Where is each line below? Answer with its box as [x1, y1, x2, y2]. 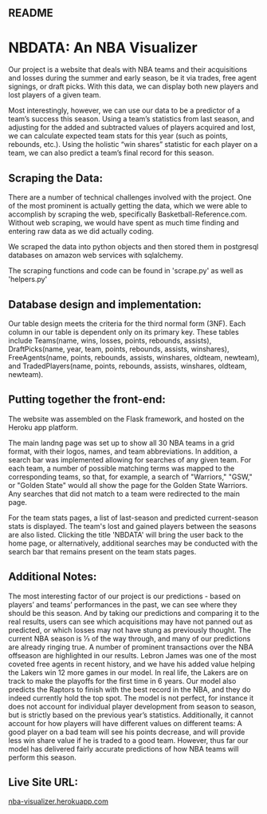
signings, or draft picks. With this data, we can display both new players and [8, 81, 259, 91]
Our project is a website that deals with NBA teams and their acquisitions [8, 65, 248, 74]
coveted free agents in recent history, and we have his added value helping [8, 659, 255, 669]
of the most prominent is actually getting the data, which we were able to [8, 201, 248, 211]
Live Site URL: [8, 775, 78, 789]
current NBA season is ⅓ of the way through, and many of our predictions [8, 633, 251, 643]
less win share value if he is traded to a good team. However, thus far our [8, 735, 249, 745]
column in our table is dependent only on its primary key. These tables [8, 327, 239, 336]
